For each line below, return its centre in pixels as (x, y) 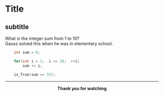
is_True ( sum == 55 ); (35, 74)
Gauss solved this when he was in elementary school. (59, 44)
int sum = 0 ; (27, 52)
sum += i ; (32, 66)
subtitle (17, 27)
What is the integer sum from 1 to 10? (42, 38)
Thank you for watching (82, 88)
